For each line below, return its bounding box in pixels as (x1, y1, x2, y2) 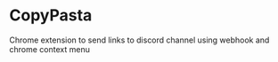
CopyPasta (9, 5, 93, 26)
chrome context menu (9, 43, 91, 54)
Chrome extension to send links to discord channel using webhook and (9, 35, 270, 45)
